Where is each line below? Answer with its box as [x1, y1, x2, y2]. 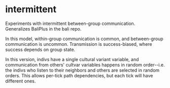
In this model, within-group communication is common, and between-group [5, 36, 163, 42]
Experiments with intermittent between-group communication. [5, 20, 135, 26]
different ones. [5, 78, 36, 84]
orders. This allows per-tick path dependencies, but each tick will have [5, 72, 153, 78]
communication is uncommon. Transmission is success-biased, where [5, 41, 152, 47]
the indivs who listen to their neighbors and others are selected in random [5, 67, 160, 73]
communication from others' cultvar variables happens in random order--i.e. [5, 62, 165, 68]
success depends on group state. [5, 46, 76, 52]
